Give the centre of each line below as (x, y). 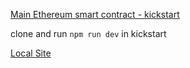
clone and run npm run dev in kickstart (88, 33)
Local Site (31, 53)
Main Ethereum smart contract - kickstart (95, 14)
